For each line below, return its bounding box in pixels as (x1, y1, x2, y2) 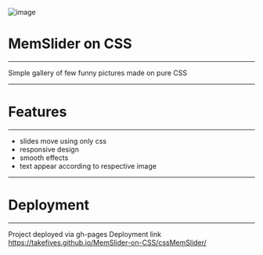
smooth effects (19, 153, 69, 162)
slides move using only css (19, 136, 107, 145)
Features (8, 103, 67, 121)
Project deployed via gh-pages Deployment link (8, 229, 162, 239)
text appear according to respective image (19, 161, 157, 170)
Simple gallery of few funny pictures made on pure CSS (8, 67, 188, 78)
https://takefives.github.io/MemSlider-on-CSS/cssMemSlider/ (8, 238, 207, 247)
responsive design (19, 144, 80, 154)
